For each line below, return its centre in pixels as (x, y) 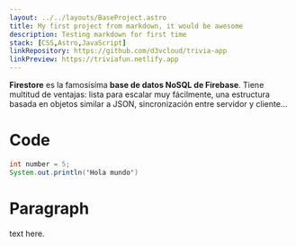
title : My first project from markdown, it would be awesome (126, 26)
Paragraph (49, 208)
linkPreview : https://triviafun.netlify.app (94, 59)
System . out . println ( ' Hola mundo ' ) (74, 172)
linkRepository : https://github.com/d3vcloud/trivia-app (118, 51)
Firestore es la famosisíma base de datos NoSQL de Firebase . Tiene (137, 85)
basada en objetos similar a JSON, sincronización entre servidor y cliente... (148, 104)
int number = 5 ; (40, 164)
